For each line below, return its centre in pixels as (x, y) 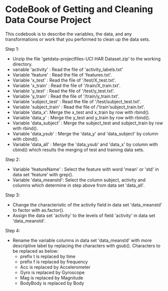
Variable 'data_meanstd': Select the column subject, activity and (79, 180)
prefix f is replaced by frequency (54, 262)
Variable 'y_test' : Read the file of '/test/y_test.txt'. (64, 91)
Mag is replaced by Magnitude (52, 277)
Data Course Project (48, 20)
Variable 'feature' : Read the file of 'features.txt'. (62, 75)
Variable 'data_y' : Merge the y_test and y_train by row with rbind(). (81, 117)
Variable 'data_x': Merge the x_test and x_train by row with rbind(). (81, 112)
